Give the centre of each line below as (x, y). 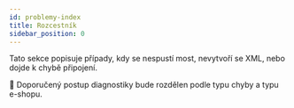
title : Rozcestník (43, 25)
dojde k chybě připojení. (53, 68)
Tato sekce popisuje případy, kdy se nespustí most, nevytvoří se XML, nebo (147, 59)
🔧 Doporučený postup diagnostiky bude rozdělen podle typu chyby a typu (144, 85)
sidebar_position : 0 (47, 33)
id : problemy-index (45, 17)
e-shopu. (26, 94)
